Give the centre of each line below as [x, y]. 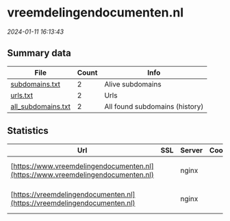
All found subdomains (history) [154, 106]
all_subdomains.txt [40, 106]
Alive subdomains [133, 84]
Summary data [39, 53]
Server [192, 150]
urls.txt [22, 95]
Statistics [28, 131]
